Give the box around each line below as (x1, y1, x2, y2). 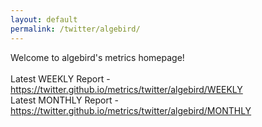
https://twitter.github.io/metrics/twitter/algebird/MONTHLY (10, 104, 252, 116)
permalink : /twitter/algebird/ (10, 24, 141, 34)
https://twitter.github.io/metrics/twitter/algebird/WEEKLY (10, 83, 243, 95)
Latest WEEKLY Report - (10, 72, 111, 85)
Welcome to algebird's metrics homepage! (10, 51, 185, 63)
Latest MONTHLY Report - (10, 94, 119, 106)
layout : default (10, 14, 78, 25)
